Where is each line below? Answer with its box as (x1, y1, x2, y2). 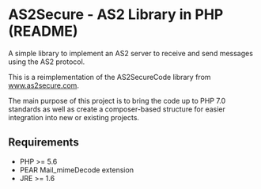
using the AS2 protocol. (8, 57, 85, 66)
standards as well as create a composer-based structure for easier (8, 104, 225, 114)
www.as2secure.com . (8, 81, 79, 90)
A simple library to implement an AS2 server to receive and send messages (8, 48, 253, 58)
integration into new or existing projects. (8, 112, 140, 122)
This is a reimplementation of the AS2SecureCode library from (8, 72, 211, 81)
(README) (8, 22, 78, 40)
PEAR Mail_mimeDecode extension (19, 164, 134, 175)
